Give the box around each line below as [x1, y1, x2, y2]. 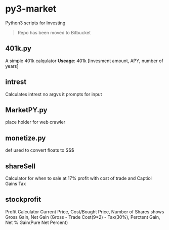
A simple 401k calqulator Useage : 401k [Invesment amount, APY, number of [5, 58, 163, 64]
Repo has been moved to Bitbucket [17, 29, 91, 35]
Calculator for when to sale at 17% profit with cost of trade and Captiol [5, 175, 152, 181]
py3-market [5, 3, 57, 15]
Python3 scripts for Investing [5, 20, 66, 26]
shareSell [5, 162, 36, 170]
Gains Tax [5, 180, 26, 187]
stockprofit [5, 195, 41, 204]
